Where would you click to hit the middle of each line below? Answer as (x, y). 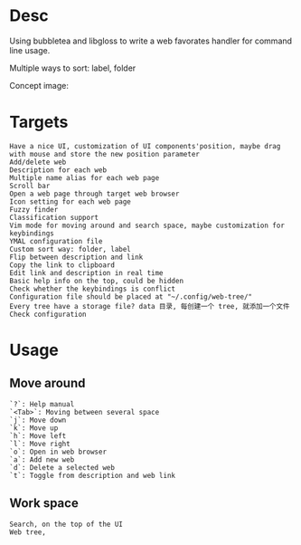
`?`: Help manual (42, 404)
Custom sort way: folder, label (70, 249)
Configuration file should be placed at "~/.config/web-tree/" (131, 296)
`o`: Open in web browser (58, 452)
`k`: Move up (34, 428)
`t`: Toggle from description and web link (93, 475)
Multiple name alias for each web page (85, 177)
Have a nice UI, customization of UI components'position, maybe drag (145, 146)
